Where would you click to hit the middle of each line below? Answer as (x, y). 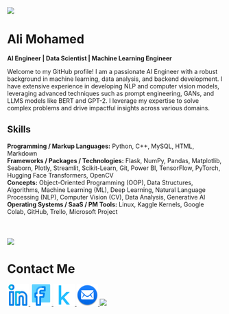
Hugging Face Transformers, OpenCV (61, 175)
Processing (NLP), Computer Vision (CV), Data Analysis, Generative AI (106, 197)
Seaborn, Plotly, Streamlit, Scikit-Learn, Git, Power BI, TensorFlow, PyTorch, (114, 168)
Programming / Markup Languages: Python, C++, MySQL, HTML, (101, 146)
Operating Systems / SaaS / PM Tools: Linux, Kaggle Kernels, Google (106, 204)
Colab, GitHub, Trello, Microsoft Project (62, 211)
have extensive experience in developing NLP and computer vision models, (113, 86)
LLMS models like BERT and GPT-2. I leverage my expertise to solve (103, 100)
